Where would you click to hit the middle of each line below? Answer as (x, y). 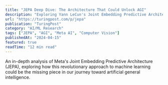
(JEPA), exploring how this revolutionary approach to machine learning (78, 66)
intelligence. (18, 77)
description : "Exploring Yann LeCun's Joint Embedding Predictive (76, 14)
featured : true (21, 42)
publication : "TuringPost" (33, 24)
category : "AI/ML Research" (34, 28)
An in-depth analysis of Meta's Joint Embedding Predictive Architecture (79, 61)
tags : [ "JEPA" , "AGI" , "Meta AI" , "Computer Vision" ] (62, 33)
